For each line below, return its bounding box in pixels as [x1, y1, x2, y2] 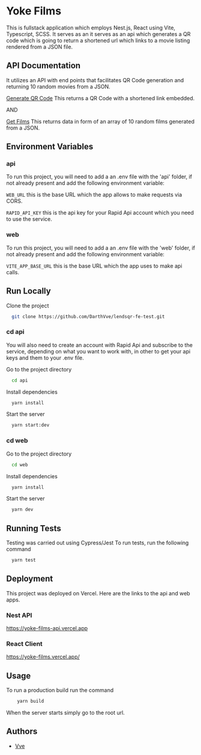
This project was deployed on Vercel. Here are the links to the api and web [6, 589, 190, 597]
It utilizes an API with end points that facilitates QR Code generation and [6, 76, 184, 83]
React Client [6, 639, 43, 648]
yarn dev [11, 507, 34, 513]
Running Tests [6, 523, 61, 534]
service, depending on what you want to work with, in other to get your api [6, 347, 191, 355]
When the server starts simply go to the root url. [6, 709, 125, 717]
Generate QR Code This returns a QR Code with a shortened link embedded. [6, 94, 195, 101]
